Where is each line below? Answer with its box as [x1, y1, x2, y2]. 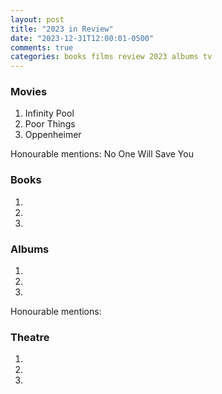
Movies [10, 85, 48, 99]
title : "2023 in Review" [10, 24, 114, 34]
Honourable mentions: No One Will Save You [10, 148, 194, 160]
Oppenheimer [24, 129, 82, 141]
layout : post [10, 14, 65, 25]
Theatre [10, 330, 50, 344]
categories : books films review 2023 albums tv [10, 52, 213, 62]
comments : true [10, 42, 74, 53]
